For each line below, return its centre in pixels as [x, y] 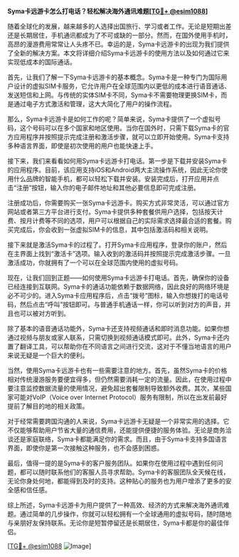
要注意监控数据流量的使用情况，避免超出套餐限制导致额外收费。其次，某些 [116, 388]
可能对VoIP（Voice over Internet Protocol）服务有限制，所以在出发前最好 [120, 397]
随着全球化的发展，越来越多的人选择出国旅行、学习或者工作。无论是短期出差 [119, 26]
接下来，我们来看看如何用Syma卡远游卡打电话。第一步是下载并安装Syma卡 [117, 161]
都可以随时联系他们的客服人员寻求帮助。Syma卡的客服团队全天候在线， [124, 472]
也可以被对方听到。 [41, 313]
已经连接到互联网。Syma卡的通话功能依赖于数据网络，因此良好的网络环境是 [118, 287]
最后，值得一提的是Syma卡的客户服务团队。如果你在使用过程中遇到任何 [112, 463]
